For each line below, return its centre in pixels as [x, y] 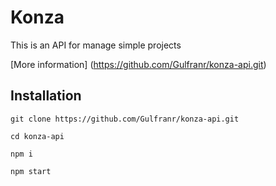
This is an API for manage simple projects [96, 45]
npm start [31, 171]
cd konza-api [37, 136]
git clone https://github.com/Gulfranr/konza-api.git [125, 119]
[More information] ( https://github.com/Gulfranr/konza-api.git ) [138, 64]
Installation [46, 96]
